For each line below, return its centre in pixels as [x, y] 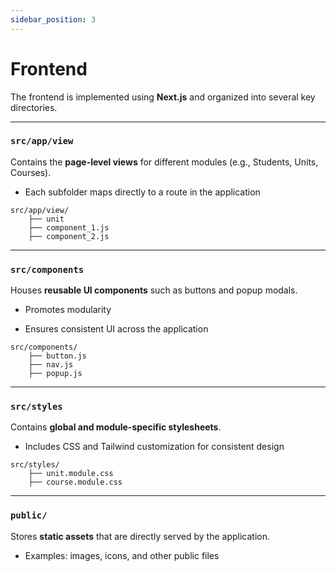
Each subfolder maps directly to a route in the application [142, 192]
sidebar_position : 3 [53, 19]
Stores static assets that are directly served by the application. [140, 536]
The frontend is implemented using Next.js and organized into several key [163, 97]
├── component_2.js [69, 236]
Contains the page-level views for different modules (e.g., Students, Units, [164, 162]
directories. [34, 107]
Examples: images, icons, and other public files [122, 555]
